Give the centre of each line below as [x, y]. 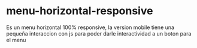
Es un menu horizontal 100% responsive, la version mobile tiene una [90, 27]
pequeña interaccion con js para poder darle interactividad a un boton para [99, 33]
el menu [16, 40]
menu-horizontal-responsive [80, 11]
